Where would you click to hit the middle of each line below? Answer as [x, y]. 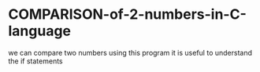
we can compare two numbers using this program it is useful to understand [130, 52]
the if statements [35, 61]
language [40, 31]
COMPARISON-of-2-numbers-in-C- [127, 14]
